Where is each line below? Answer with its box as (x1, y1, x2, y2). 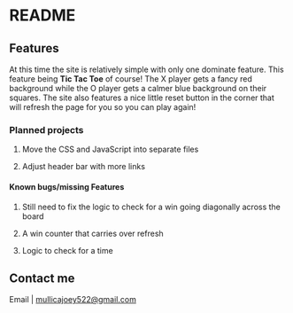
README (9, 5, 76, 26)
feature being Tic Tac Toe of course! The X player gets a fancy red (9, 74, 252, 84)
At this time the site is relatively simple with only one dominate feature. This (9, 64, 285, 74)
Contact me (9, 270, 75, 286)
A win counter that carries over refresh (21, 228, 164, 239)
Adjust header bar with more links (21, 161, 146, 172)
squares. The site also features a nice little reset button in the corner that (9, 92, 274, 103)
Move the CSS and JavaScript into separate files (21, 144, 199, 155)
